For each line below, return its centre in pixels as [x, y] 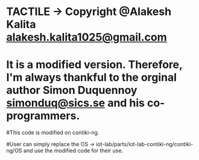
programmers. [43, 116]
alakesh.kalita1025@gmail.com [87, 37]
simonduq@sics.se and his [76, 103]
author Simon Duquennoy [72, 91]
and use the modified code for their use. [73, 151]
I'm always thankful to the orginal [91, 78]
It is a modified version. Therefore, [94, 65]
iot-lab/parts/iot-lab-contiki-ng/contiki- [145, 144]
